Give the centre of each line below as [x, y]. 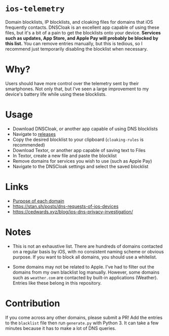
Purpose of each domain [38, 201]
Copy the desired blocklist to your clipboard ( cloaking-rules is [78, 139]
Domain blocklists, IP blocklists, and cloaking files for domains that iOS [79, 22]
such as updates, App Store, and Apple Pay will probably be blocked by [82, 38]
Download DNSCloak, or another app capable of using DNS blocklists [85, 129]
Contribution [33, 303]
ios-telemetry [35, 9]
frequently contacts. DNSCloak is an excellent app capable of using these [82, 27]
